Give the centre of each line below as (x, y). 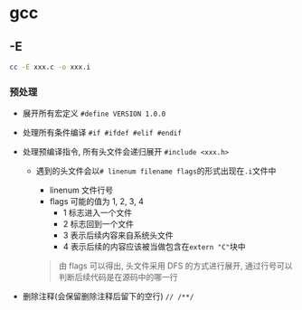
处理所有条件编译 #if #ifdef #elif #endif (102, 133)
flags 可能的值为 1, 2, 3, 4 (97, 202)
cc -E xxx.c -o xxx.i (50, 67)
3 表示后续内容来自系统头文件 (118, 235)
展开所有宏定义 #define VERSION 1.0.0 (94, 113)
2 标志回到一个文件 (98, 224)
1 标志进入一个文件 (98, 213)
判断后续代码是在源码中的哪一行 (118, 277)
